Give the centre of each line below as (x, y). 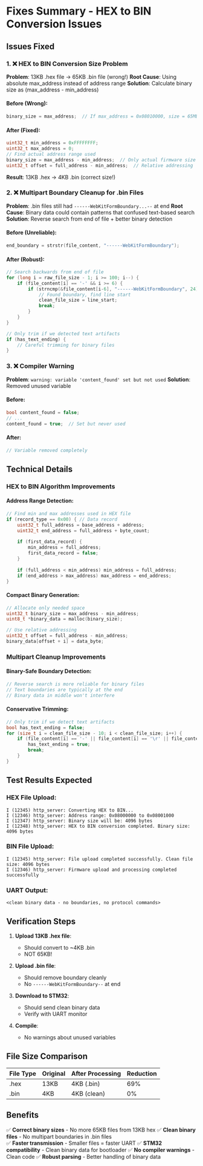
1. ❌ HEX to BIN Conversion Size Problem (67, 64)
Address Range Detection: (40, 501)
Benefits (23, 1115)
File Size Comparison (47, 1057)
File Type (23, 1073)
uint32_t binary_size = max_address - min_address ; (72, 613)
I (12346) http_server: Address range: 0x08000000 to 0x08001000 (90, 815)
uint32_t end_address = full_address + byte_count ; (83, 531)
